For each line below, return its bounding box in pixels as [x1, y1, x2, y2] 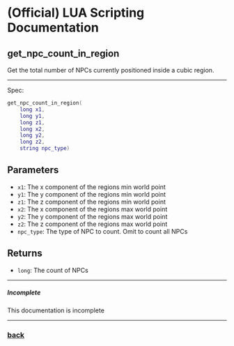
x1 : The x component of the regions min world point [17, 183, 166, 191]
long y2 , [19, 132, 45, 139]
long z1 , [19, 119, 45, 126]
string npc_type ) [19, 145, 70, 152]
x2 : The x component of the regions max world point [17, 204, 168, 213]
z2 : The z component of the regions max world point [17, 220, 168, 228]
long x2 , [19, 126, 45, 133]
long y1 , [19, 112, 45, 119]
